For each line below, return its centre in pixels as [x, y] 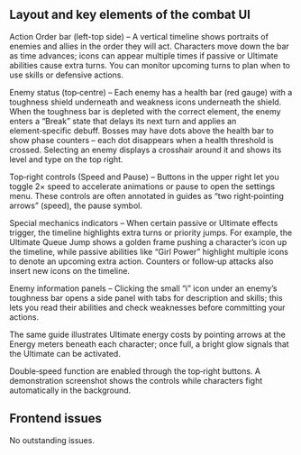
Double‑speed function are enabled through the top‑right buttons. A [135, 371]
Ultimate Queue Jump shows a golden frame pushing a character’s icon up [148, 241]
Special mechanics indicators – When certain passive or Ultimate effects [144, 223]
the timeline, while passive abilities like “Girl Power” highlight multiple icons [149, 251]
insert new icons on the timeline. [70, 270]
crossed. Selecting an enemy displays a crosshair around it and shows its [146, 150]
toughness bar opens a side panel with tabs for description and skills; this [146, 297]
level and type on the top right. [66, 159]
